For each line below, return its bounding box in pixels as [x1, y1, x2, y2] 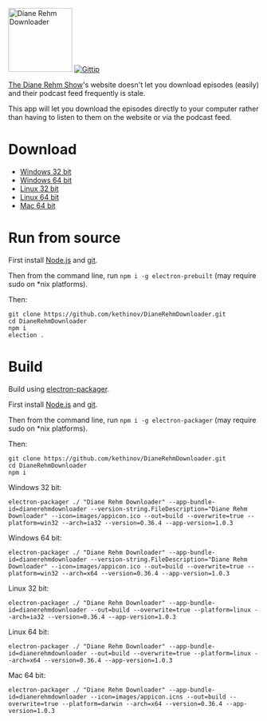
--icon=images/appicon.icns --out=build [90, 692, 226, 701]
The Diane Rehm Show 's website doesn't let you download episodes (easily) [8, 80, 260, 90]
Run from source [8, 229, 121, 247]
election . [8, 331, 45, 339]
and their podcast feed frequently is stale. [8, 89, 146, 98]
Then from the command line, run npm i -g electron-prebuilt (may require [8, 270, 257, 280]
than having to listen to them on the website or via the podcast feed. [8, 113, 233, 121]
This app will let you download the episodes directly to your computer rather [8, 104, 259, 114]
